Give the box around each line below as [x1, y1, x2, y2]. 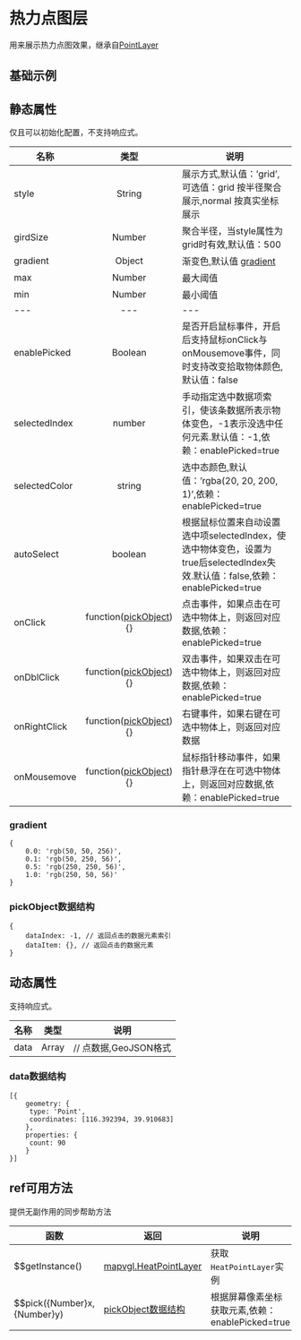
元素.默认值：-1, [191, 431, 262, 443]
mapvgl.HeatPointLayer [103, 1259, 202, 1272]
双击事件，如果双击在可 [182, 653, 281, 666]
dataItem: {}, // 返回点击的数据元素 [25, 941, 154, 949]
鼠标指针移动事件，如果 [182, 752, 281, 764]
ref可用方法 [9, 1181, 73, 1196]
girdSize [13, 231, 49, 244]
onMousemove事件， [182, 347, 271, 359]
